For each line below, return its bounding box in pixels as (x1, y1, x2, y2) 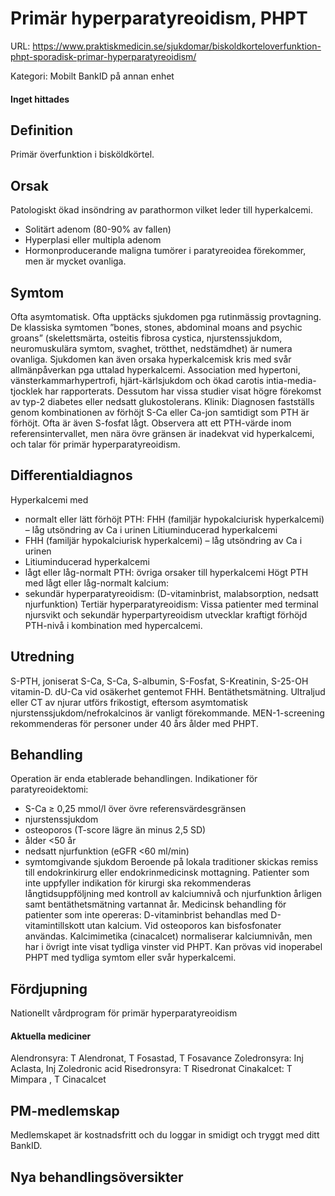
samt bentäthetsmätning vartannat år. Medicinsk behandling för (24, 898, 287, 911)
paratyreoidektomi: (10, 783, 89, 796)
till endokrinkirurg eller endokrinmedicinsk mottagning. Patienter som (24, 867, 310, 879)
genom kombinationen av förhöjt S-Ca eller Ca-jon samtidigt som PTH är (10, 406, 310, 418)
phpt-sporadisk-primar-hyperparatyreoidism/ (10, 50, 197, 62)
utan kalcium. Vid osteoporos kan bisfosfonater (86, 920, 282, 932)
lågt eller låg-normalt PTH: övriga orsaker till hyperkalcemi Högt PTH (24, 566, 309, 578)
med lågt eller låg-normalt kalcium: (24, 577, 169, 589)
